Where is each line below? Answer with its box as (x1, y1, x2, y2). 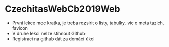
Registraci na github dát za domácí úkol (12, 36, 95, 42)
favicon (12, 25, 28, 31)
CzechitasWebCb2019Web (5, 3, 120, 15)
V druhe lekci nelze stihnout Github (12, 30, 86, 36)
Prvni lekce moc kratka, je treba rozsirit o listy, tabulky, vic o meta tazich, (12, 20, 164, 26)
